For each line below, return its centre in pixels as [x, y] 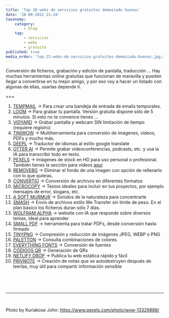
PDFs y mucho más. [34, 138]
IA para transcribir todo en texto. [47, 154]
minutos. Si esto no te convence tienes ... [55, 117]
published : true [23, 52]
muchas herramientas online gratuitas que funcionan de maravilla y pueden [84, 76]
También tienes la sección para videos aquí [58, 165]
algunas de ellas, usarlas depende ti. [44, 87]
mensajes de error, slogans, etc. [46, 192]
